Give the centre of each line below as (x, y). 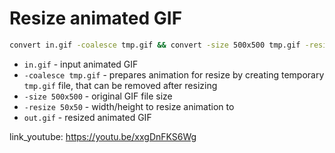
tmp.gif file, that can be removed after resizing (120, 85)
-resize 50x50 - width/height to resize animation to (129, 106)
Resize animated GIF (96, 18)
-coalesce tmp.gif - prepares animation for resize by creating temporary (174, 74)
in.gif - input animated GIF (81, 64)
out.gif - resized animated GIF (87, 117)
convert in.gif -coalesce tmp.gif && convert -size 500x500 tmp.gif (155, 45)
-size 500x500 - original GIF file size (98, 96)
